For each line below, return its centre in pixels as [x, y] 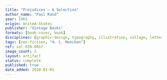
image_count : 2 [21, 51]
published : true [22, 65]
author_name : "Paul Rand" [32, 14]
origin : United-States [29, 24]
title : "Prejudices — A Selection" [42, 10]
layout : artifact [23, 56]
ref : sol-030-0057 [24, 47]
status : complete [23, 61]
